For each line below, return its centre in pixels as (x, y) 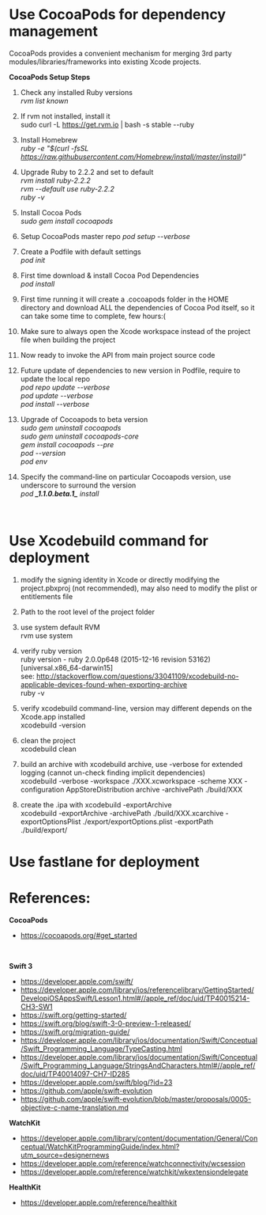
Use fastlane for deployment (104, 862)
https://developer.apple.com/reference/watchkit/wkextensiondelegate (134, 1172)
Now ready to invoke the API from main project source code (118, 355)
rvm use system (47, 636)
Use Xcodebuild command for (109, 541)
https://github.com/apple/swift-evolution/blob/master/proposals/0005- (136, 1099)
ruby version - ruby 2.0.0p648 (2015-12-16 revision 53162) (116, 659)
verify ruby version (51, 651)
